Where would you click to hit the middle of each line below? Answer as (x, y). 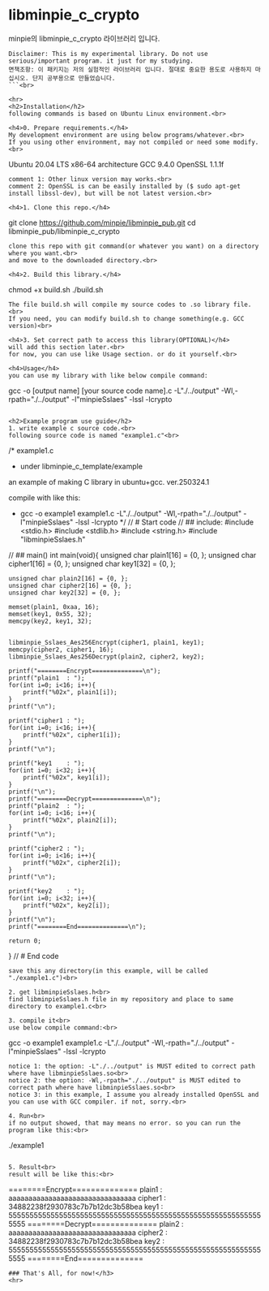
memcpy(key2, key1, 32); (50, 621)
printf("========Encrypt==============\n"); (85, 671)
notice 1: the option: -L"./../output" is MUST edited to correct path (132, 1066)
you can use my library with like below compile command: (108, 375)
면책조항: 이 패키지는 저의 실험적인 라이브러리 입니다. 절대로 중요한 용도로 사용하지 (130, 69)
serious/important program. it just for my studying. (101, 61)
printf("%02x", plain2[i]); (70, 820)
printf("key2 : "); (47, 891)
